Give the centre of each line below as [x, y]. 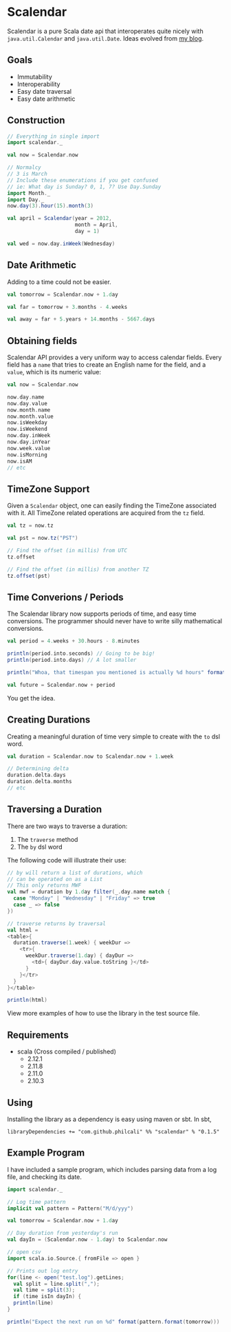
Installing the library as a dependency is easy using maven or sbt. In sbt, [109, 1119]
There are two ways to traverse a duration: [67, 826]
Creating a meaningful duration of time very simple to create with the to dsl [114, 736]
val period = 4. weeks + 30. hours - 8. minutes [73, 641]
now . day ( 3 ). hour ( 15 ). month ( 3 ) [51, 206]
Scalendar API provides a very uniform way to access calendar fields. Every [114, 357]
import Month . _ [29, 193]
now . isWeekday [27, 423]
